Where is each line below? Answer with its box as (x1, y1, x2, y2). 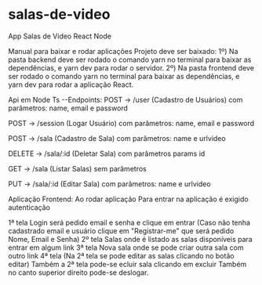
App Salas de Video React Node (8, 31, 112, 41)
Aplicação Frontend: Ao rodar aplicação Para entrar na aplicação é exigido (8, 194, 249, 204)
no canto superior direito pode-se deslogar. (8, 268, 149, 277)
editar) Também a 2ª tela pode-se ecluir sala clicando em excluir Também (8, 259, 247, 269)
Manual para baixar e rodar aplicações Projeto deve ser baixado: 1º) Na (8, 46, 238, 56)
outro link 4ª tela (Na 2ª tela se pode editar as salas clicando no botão (8, 251, 235, 260)
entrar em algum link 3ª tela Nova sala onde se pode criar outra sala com (8, 243, 244, 252)
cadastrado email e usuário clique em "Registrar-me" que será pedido (8, 225, 235, 236)
